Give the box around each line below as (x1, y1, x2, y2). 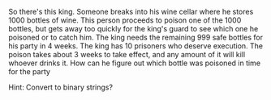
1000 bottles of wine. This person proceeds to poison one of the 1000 (8, 15, 242, 25)
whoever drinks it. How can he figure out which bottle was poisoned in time (8, 58, 261, 68)
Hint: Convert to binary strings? (8, 82, 114, 92)
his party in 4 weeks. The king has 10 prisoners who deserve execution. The (8, 41, 264, 51)
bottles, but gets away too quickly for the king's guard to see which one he (8, 24, 259, 33)
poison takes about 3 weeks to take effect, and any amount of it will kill (8, 50, 246, 59)
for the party (8, 67, 51, 76)
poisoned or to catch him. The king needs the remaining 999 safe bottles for (8, 32, 264, 42)
